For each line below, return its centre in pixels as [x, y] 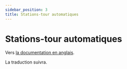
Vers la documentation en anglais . [40, 53]
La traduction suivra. [26, 62]
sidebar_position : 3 [27, 10]
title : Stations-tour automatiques [42, 14]
